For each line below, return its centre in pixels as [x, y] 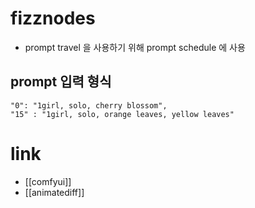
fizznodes [53, 18]
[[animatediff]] [54, 192]
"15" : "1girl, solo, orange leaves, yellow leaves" [122, 114]
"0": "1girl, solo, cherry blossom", [89, 105]
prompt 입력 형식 [61, 82]
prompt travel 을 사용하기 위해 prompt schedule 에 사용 [135, 47]
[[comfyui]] [48, 181]
